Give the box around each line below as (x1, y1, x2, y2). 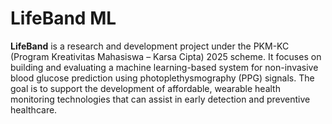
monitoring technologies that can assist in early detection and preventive (10, 93, 311, 105)
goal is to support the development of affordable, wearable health (10, 82, 281, 94)
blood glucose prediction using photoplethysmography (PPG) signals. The (10, 72, 315, 84)
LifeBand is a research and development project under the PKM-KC (10, 40, 290, 52)
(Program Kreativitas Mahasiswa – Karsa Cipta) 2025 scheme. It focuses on (10, 50, 322, 62)
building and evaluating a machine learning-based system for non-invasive (10, 61, 319, 73)
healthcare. (10, 103, 58, 116)
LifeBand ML (10, 7, 117, 30)
